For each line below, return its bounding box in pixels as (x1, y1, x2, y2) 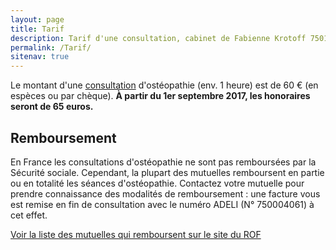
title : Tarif (10, 24, 65, 34)
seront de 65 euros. (10, 101, 94, 113)
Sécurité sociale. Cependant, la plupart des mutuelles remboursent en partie (10, 166, 325, 178)
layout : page (10, 14, 65, 25)
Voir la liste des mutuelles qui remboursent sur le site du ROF (10, 228, 262, 240)
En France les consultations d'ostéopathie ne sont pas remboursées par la (10, 156, 317, 168)
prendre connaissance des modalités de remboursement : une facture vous (10, 187, 321, 200)
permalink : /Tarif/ (10, 42, 92, 53)
